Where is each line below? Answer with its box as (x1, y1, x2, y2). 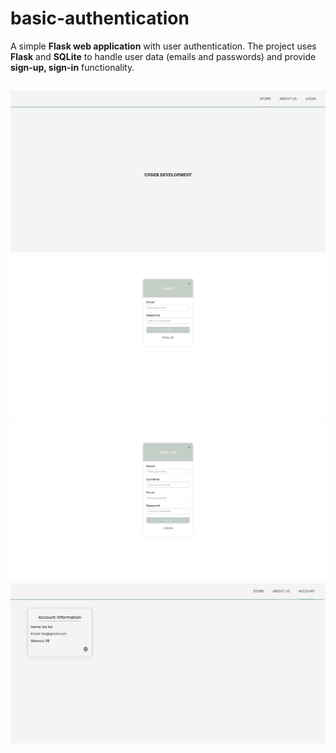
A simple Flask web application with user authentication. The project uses (10, 40, 317, 52)
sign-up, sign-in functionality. (10, 61, 135, 73)
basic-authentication (10, 7, 190, 30)
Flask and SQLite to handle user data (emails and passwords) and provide (10, 50, 317, 62)
